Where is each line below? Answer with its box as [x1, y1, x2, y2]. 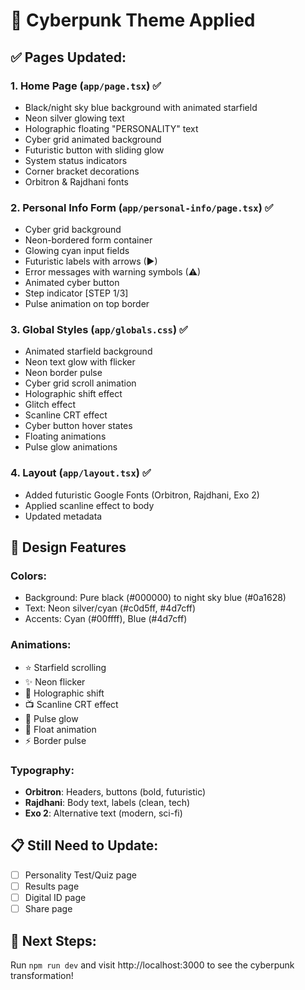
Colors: [10, 569, 47, 583]
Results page [24, 880, 80, 892]
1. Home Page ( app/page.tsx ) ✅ [10, 79, 162, 93]
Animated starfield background [24, 345, 153, 358]
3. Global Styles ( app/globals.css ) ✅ [10, 323, 188, 337]
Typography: [10, 763, 75, 777]
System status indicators [24, 154, 128, 166]
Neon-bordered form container [24, 234, 153, 246]
